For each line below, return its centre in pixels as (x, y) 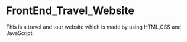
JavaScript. (20, 33)
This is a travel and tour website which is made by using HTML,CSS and (94, 27)
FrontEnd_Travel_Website (70, 11)
